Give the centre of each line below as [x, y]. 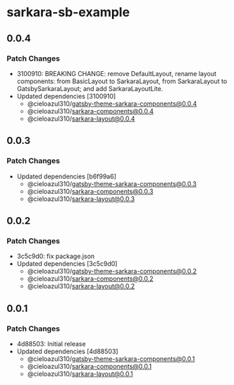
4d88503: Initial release [51, 343]
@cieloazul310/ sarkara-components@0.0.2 [90, 279]
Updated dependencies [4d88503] [67, 351]
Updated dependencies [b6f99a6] [67, 176]
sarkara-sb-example [68, 12]
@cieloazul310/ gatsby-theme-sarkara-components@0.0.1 [111, 359]
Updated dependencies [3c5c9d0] [67, 264]
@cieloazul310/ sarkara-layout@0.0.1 [80, 374]
